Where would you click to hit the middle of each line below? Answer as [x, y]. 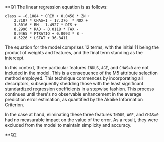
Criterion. [15, 105]
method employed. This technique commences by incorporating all [74, 78]
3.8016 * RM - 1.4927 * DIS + [46, 25]
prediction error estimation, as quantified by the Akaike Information [74, 100]
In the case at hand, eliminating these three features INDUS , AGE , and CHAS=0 [82, 115]
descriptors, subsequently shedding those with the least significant [74, 84]
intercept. [15, 58]
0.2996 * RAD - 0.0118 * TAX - [47, 29]
